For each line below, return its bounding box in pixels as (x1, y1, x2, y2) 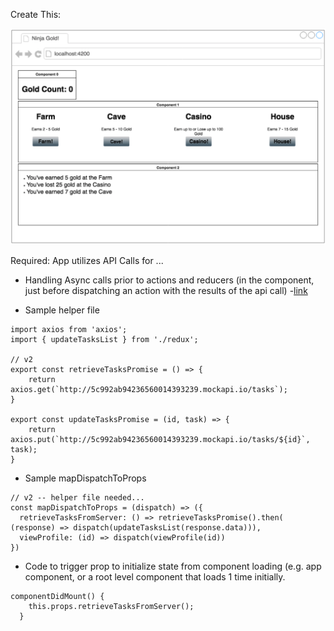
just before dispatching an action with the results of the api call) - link (24, 285, 308, 296)
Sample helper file (24, 304, 100, 316)
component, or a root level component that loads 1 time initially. (24, 571, 286, 583)
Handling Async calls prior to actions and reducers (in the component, (24, 274, 315, 286)
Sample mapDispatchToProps (24, 472, 147, 484)
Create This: (10, 9, 62, 20)
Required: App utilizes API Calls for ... (10, 255, 164, 266)
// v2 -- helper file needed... (10, 493, 145, 503)
